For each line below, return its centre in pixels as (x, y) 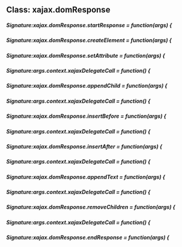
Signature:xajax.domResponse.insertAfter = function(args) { (84, 146)
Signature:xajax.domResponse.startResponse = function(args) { (89, 25)
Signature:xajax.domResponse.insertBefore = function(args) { (86, 116)
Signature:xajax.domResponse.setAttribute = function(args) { (86, 55)
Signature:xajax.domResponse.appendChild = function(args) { (87, 86)
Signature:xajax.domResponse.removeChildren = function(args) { (91, 207)
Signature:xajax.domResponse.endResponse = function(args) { (88, 237)
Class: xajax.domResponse (58, 10)
